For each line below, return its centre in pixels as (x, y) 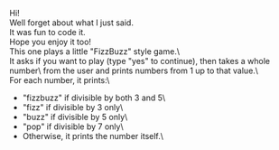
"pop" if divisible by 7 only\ (73, 127)
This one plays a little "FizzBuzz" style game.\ (95, 52)
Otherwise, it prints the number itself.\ (93, 136)
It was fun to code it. (47, 32)
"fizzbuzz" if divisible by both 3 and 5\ (94, 98)
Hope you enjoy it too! (51, 42)
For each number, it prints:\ (60, 80)
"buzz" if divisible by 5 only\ (75, 117)
